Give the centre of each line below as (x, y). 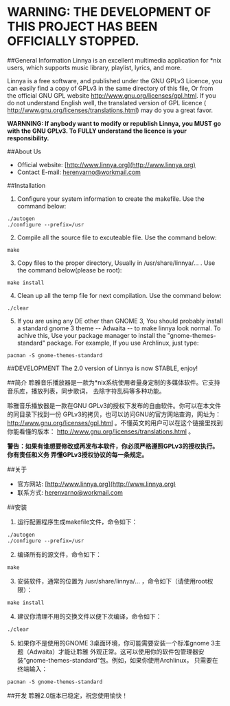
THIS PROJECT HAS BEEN (82, 26)
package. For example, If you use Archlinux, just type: (123, 343)
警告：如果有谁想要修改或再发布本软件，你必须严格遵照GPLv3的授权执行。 (113, 446)
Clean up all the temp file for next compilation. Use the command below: (119, 295)
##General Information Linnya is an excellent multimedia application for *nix (114, 60)
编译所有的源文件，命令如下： (59, 554)
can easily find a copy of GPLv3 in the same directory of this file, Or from (110, 88)
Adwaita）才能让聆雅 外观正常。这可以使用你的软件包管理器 (114, 652)
